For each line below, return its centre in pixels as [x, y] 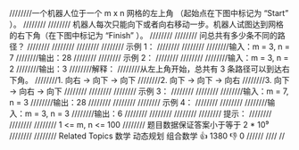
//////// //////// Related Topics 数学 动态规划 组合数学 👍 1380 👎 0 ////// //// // [147, 136]
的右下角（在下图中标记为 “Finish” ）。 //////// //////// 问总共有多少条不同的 [144, 35]
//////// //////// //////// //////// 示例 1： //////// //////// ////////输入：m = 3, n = [158, 46]
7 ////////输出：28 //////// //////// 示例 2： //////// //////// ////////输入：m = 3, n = [149, 58]
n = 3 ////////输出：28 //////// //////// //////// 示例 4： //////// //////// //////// [138, 102]
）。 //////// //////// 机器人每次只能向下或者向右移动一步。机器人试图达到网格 [146, 24]
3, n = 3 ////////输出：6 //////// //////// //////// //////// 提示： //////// [157, 113]
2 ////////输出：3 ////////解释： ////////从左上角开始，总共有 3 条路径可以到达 [146, 69]
